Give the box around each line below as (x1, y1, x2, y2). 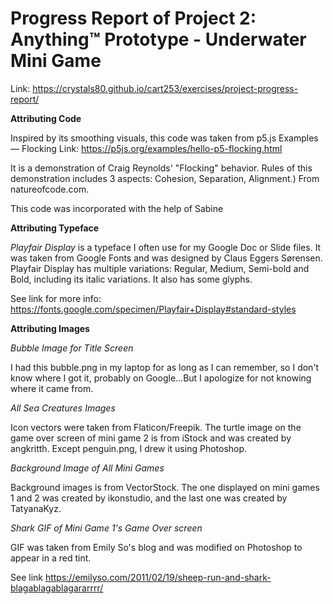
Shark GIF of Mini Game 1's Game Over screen (10, 522, 203, 534)
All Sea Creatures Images (10, 402, 116, 414)
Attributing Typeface (10, 222, 100, 234)
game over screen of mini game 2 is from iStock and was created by (10, 432, 292, 444)
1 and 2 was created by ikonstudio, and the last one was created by (10, 492, 288, 504)
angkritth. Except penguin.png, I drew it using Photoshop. (10, 442, 248, 454)
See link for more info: (10, 292, 102, 304)
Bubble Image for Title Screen (10, 342, 134, 354)
